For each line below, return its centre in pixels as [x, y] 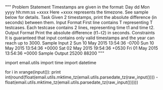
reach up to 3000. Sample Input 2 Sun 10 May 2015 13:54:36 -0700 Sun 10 [80, 43]
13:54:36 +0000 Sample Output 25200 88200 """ [55, 53]
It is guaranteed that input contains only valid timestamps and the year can [80, 38]
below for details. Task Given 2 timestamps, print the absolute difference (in [81, 17]
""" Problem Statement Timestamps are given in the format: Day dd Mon [77, 7]
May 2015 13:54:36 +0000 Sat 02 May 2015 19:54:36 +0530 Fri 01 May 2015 [81, 48]
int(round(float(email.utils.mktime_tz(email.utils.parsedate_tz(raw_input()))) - [81, 77]
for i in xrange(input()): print [33, 72]
